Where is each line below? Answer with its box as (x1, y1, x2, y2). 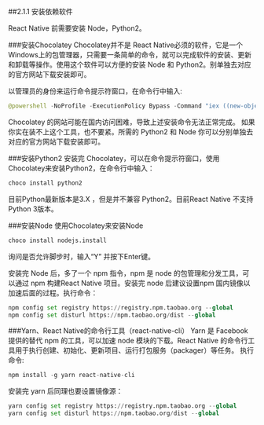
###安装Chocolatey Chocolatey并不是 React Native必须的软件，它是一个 (8, 40, 244, 49)
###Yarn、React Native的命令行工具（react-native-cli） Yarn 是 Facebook (8, 326, 249, 335)
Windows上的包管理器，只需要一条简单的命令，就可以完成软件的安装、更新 (8, 50, 252, 59)
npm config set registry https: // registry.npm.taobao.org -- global (8, 303, 234, 312)
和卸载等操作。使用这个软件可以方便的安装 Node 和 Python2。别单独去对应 (8, 60, 251, 69)
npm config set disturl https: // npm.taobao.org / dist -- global (8, 311, 216, 319)
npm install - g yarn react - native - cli (8, 372, 135, 379)
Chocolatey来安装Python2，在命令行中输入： (8, 163, 155, 173)
